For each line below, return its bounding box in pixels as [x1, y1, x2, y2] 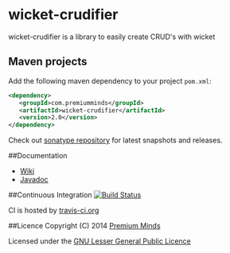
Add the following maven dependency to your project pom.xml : [8, 76, 212, 85]
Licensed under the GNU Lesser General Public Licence [8, 236, 191, 246]
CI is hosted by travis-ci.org [8, 205, 99, 216]
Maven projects [8, 55, 88, 68]
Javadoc [19, 175, 49, 185]
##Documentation [8, 151, 68, 161]
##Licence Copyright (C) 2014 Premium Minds [8, 221, 161, 231]
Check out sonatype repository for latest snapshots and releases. [8, 135, 223, 145]
